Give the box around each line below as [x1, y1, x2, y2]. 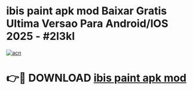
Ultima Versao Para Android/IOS [6, 17, 169, 30]
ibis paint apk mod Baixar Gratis [6, 4, 167, 18]
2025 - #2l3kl [6, 30, 75, 43]
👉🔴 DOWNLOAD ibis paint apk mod [6, 72, 187, 85]
